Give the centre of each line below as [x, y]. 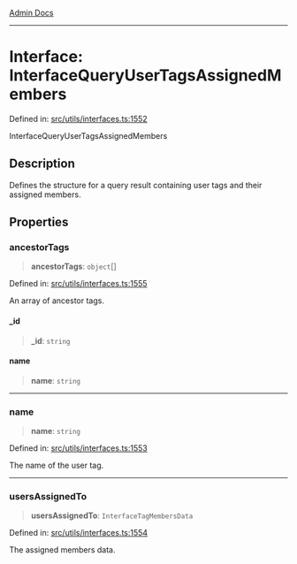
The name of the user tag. [57, 465]
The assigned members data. [62, 550]
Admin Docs [31, 13]
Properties [39, 222]
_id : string [50, 340]
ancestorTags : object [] [73, 267]
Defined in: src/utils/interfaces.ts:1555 [78, 284]
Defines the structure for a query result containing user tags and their [136, 185]
